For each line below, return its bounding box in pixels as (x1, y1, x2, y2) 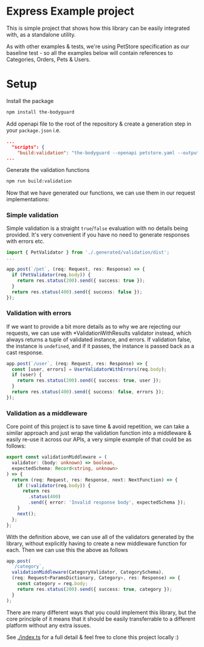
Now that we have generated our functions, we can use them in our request (6, 189, 195, 196)
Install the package (6, 97, 54, 104)
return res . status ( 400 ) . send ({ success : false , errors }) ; (12, 389, 165, 395)
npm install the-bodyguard (6, 109, 75, 115)
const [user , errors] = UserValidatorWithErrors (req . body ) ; (12, 366, 167, 373)
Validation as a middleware (6, 409, 88, 417)
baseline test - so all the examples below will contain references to (6, 49, 173, 56)
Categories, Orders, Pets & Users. (6, 55, 91, 63)
